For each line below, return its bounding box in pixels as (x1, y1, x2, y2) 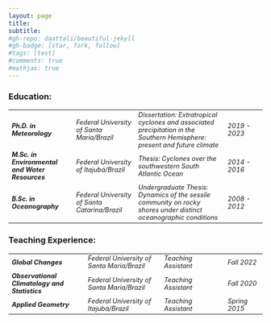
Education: (8, 90, 52, 101)
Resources (11, 173, 46, 182)
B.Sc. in (11, 194, 35, 203)
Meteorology (11, 130, 52, 138)
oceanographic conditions (138, 213, 219, 222)
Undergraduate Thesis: (138, 183, 209, 192)
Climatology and (11, 280, 65, 288)
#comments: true (8, 57, 63, 65)
